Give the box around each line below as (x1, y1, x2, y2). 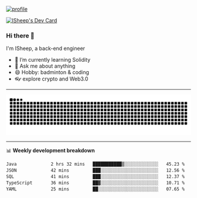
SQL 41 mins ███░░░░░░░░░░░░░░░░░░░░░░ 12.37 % (6, 173, 185, 179)
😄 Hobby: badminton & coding (14, 69, 90, 76)
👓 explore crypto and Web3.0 (14, 75, 89, 82)
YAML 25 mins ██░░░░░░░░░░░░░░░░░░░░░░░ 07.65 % (6, 186, 185, 192)
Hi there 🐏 (6, 31, 35, 39)
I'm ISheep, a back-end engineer (6, 45, 86, 52)
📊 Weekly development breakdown (6, 147, 95, 154)
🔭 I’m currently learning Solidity (14, 56, 91, 63)
